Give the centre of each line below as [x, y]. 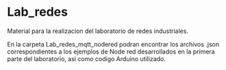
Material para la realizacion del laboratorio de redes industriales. [98, 31]
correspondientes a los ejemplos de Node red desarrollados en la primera [111, 51]
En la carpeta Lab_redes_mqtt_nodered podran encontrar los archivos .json [113, 44]
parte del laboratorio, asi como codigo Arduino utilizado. [87, 58]
